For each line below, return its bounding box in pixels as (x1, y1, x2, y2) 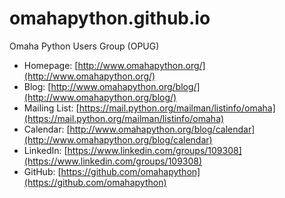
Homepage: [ (23, 59, 79, 71)
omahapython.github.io (9, 7, 211, 30)
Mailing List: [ (23, 102, 80, 114)
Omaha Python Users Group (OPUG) (9, 40, 160, 52)
